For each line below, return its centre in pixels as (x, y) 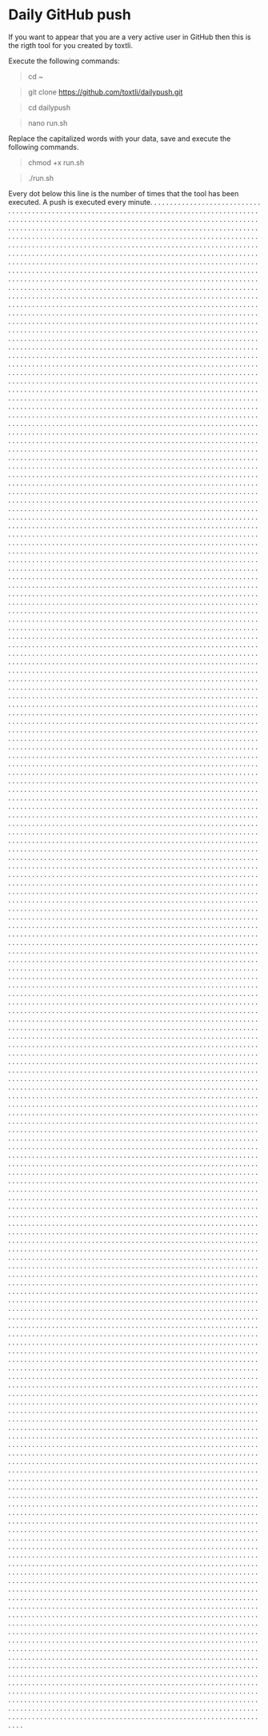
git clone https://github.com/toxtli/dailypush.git (105, 92)
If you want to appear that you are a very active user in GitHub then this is (130, 37)
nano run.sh (48, 123)
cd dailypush (49, 107)
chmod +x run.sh (56, 163)
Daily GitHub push (70, 15)
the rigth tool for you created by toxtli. (71, 45)
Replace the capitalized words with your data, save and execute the (120, 139)
